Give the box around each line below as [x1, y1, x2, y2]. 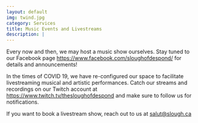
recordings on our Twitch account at [6, 85, 97, 93]
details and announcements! [6, 61, 78, 68]
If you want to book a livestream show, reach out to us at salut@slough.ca [6, 110, 192, 118]
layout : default [6, 8, 48, 15]
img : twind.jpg [6, 15, 45, 21]
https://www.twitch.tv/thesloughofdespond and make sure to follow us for [6, 92, 192, 99]
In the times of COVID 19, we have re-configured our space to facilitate [6, 73, 184, 80]
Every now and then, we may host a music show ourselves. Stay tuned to [6, 48, 190, 55]
